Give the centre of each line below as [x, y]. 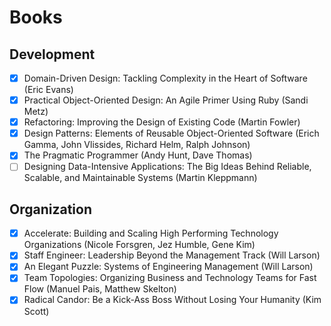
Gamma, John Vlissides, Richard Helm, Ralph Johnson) [137, 145]
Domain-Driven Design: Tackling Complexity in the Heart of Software [165, 78]
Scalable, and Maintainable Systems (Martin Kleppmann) [140, 178]
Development [52, 54]
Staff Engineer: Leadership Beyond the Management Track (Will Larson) [172, 255]
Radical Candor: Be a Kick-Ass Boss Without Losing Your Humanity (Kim [172, 300]
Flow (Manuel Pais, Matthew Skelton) [100, 289]
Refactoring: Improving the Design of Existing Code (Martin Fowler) [162, 122]
